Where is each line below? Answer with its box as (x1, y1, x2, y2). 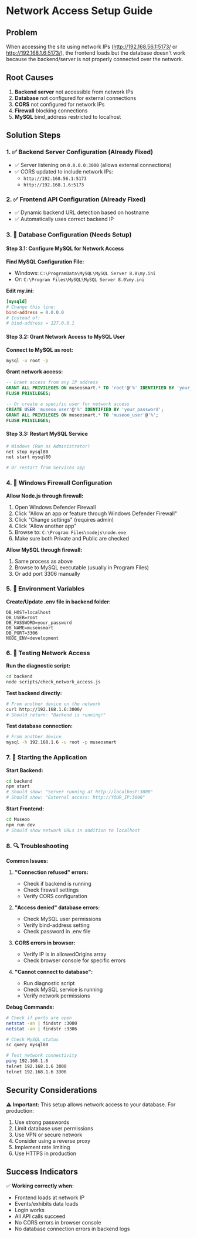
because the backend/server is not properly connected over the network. (6, 56, 184, 62)
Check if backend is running (23, 880, 92, 887)
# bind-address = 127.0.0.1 (6, 321, 75, 326)
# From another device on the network (6, 701, 101, 707)
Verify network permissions (23, 992, 90, 999)
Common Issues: (6, 857, 49, 864)
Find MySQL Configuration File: (6, 258, 84, 265)
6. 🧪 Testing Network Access (6, 649, 90, 657)
